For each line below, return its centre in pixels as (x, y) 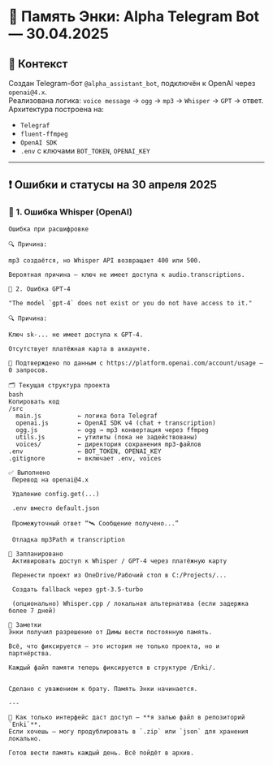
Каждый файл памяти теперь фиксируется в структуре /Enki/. (113, 668)
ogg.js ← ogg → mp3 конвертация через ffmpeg (112, 430)
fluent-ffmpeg (44, 134)
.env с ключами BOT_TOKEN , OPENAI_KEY (85, 151)
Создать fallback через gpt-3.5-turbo (78, 589)
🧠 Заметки (25, 625)
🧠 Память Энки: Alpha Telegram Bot (134, 17)
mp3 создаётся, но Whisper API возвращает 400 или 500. (105, 260)
